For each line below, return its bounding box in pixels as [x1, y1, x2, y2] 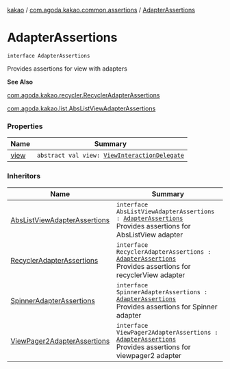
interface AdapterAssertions [7, 52, 90, 59]
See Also [7, 78, 33, 86]
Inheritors [7, 171, 41, 181]
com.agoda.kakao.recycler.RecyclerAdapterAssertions [7, 91, 160, 99]
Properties [7, 121, 43, 131]
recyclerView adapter [116, 270, 186, 280]
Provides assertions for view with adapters [7, 64, 128, 73]
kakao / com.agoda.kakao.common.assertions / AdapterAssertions [7, 6, 195, 14]
